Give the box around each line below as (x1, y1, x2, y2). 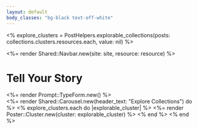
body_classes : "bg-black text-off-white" (6, 15, 114, 21)
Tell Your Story (6, 71, 83, 85)
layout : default (6, 9, 48, 15)
